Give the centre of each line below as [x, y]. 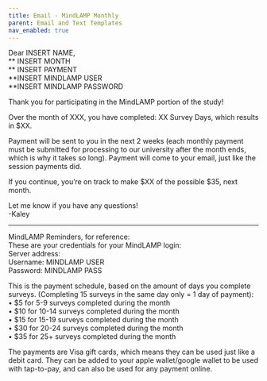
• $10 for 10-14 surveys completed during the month [94, 311]
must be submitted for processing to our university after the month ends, [127, 150]
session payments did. [45, 167]
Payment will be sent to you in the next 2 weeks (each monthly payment [126, 141]
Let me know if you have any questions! [73, 206]
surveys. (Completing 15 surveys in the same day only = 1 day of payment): [131, 294]
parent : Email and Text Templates [66, 23]
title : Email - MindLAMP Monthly [64, 15]
